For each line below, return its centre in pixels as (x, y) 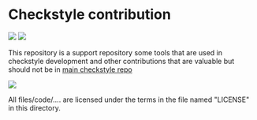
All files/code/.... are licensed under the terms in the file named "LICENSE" (129, 99)
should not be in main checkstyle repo (70, 69)
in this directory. (34, 107)
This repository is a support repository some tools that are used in (115, 52)
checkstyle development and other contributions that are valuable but (121, 61)
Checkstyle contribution (89, 15)
